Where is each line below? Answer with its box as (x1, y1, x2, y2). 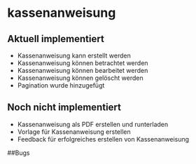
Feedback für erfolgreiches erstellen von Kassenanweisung (17, 135, 190, 143)
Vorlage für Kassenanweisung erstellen (17, 128, 131, 136)
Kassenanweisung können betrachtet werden (17, 59, 148, 67)
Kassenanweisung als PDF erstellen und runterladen (17, 120, 169, 128)
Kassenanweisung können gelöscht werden (17, 74, 143, 82)
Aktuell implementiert (7, 33, 105, 45)
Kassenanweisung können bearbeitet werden (17, 67, 148, 74)
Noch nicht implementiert (7, 102, 121, 114)
